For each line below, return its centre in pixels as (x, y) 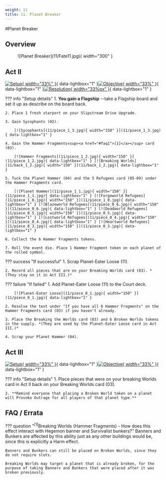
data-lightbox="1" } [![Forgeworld (86, 196)
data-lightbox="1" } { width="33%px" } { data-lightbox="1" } (79, 89)
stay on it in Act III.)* (45, 275)
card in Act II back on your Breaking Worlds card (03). (60, 384)
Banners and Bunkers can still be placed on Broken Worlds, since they (81, 451)
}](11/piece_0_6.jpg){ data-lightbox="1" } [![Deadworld (65, 209)
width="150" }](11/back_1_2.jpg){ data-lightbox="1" (103, 165)
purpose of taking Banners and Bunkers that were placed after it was (80, 468)
